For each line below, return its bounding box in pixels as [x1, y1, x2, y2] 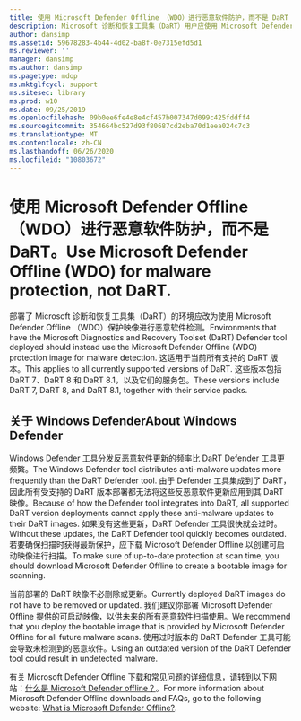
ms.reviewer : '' [9, 47, 70, 56]
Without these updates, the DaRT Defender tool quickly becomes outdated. [9, 529, 287, 540]
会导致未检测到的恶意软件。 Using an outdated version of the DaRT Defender [9, 643, 292, 654]
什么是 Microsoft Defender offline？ [25, 683, 157, 694]
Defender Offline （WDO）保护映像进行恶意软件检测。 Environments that [9, 322, 277, 333]
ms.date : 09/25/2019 [9, 105, 87, 114]
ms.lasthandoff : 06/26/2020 [9, 146, 115, 155]
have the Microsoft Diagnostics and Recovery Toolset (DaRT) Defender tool [9, 332, 288, 343]
